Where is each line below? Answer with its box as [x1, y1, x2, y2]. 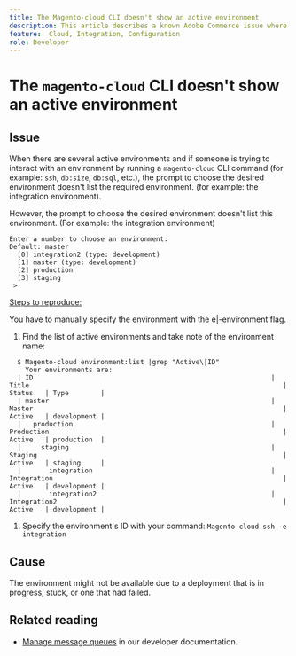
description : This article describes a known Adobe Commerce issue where [9, 21, 288, 30]
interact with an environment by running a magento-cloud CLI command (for [9, 163, 284, 174]
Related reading [9, 613, 99, 628]
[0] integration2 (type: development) [17, 250, 161, 260]
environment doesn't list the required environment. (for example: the [9, 182, 259, 192]
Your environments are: [25, 365, 113, 375]
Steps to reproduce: [9, 297, 82, 308]
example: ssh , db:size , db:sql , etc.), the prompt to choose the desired [9, 172, 264, 183]
